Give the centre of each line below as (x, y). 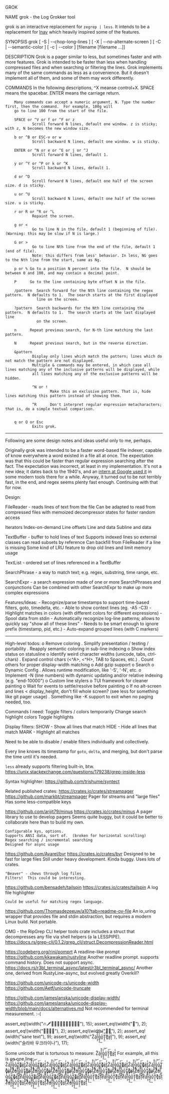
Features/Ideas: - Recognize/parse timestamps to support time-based (77, 602)
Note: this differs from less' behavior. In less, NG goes (94, 255)
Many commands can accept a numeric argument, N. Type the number (85, 102)
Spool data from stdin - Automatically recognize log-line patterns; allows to (82, 618)
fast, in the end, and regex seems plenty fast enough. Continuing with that (81, 482)
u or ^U (22, 194)
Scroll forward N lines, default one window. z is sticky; (94, 124)
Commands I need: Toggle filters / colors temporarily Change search (76, 712)
